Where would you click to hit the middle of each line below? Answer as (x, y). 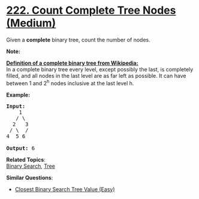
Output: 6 (20, 148)
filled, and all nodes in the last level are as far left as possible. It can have (96, 76)
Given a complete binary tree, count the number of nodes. (79, 40)
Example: (18, 95)
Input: (16, 106)
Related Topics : (26, 159)
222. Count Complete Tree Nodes (91, 10)
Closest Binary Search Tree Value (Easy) (65, 189)
